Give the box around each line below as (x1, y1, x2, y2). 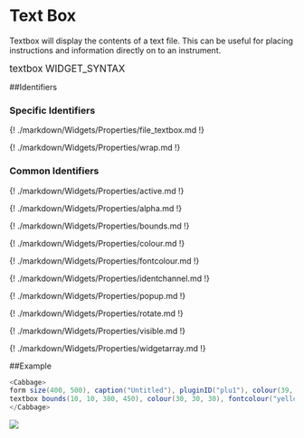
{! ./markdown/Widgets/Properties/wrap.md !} (9, 142, 181, 154)
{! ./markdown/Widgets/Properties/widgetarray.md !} (9, 342, 206, 353)
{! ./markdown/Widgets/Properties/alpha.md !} (9, 202, 183, 213)
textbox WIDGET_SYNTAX (9, 62, 126, 75)
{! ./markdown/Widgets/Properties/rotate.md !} (9, 308, 184, 319)
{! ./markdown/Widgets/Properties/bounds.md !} (9, 220, 190, 231)
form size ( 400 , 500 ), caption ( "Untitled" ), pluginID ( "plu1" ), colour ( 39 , (9, 386, 294, 396)
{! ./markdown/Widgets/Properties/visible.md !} (9, 325, 185, 336)
